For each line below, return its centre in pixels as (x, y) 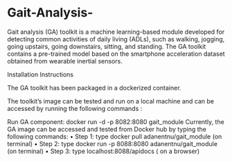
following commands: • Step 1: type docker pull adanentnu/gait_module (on (115, 136)
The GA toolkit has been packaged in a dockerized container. (94, 88)
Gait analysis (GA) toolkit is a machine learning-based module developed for (116, 32)
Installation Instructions (41, 74)
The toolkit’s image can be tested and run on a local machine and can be (111, 101)
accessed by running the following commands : (75, 108)
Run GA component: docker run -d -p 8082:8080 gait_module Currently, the (116, 121)
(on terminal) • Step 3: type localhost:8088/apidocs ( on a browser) (104, 151)
